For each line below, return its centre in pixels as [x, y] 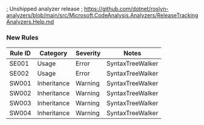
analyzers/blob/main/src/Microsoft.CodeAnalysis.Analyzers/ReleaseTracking [102, 15]
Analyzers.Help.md [30, 22]
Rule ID [20, 53]
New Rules [23, 37]
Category [53, 53]
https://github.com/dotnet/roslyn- [126, 9]
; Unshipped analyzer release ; [45, 9]
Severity [88, 53]
